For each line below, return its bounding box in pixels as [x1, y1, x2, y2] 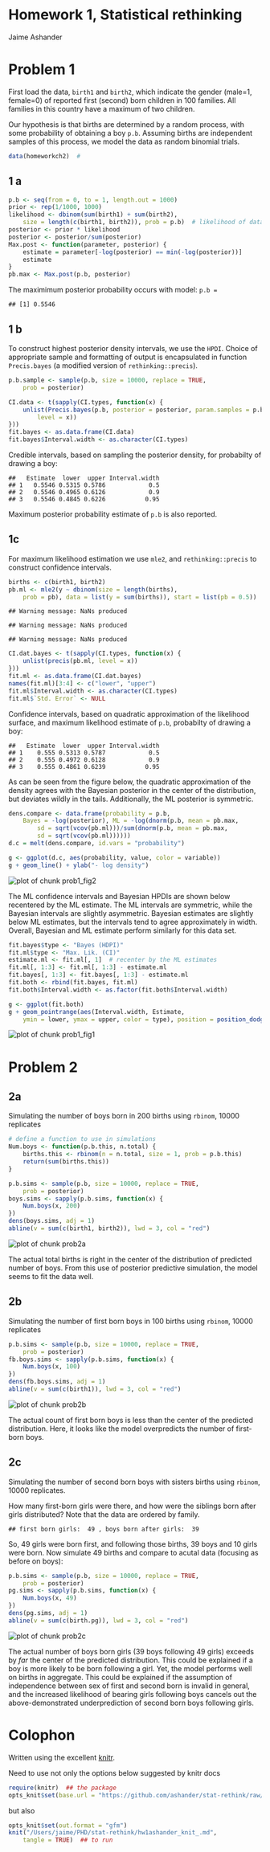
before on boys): [8, 1556, 63, 1566]
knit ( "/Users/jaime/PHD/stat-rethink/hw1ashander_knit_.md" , [8, 1829, 218, 1837]
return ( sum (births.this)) [22, 1158, 110, 1166]
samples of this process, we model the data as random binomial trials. [8, 137, 240, 146]
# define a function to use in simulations [8, 1135, 157, 1143]
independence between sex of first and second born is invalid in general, [8, 1681, 251, 1691]
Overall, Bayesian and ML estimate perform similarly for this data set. [8, 926, 237, 935]
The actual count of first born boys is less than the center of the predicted [8, 1415, 254, 1425]
